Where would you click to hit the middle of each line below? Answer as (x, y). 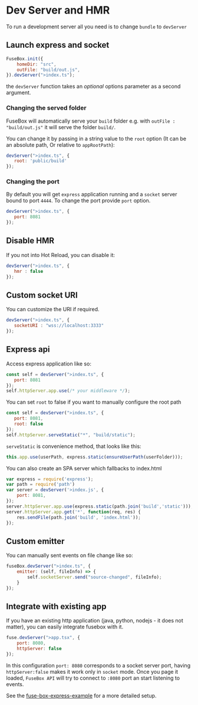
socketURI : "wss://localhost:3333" (59, 326)
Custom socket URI (42, 295)
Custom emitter (35, 541)
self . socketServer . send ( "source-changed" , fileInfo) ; (95, 577)
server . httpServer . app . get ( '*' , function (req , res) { (74, 512)
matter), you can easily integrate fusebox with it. (65, 627)
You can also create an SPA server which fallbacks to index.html (84, 468)
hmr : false (29, 271)
